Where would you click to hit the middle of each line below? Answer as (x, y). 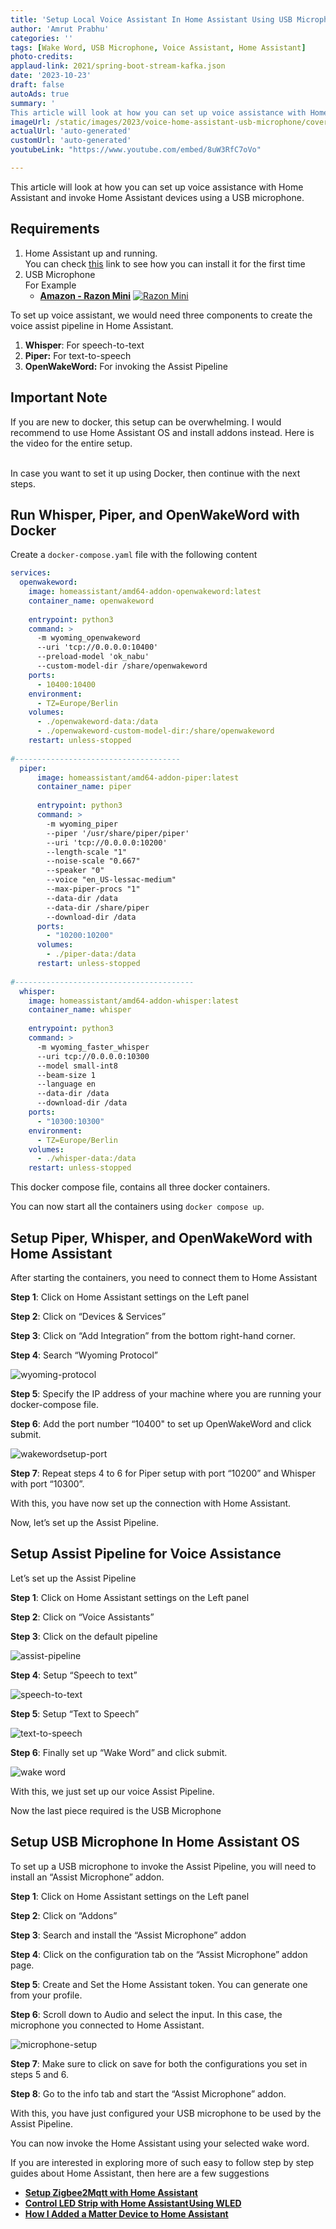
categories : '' (42, 38)
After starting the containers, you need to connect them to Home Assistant (164, 1277)
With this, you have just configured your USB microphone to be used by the (166, 2113)
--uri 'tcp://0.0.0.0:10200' (107, 842)
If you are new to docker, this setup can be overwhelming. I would (146, 422)
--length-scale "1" (87, 852)
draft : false (37, 85)
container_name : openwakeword (91, 601)
